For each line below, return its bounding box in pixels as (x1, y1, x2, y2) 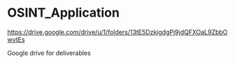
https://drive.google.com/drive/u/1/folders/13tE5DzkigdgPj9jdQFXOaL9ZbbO (7, 28, 228, 36)
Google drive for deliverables (7, 49, 91, 57)
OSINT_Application (7, 5, 120, 21)
